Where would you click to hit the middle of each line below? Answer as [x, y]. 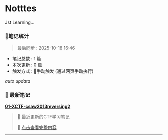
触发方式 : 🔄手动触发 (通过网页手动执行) [53, 71]
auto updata [18, 81]
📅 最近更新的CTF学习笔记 [43, 116]
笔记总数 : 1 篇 [27, 59]
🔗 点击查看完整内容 [37, 127]
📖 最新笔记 [18, 95]
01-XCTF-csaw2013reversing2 [38, 106]
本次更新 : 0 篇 [27, 65]
